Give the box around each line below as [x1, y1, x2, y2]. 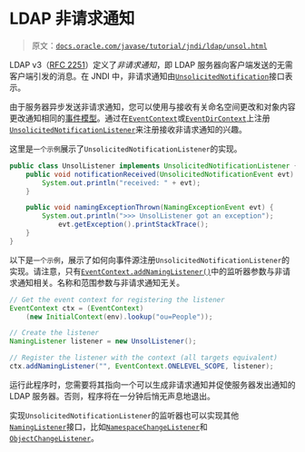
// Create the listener [9, 329, 100, 338]
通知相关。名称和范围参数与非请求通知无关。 [16, 277, 184, 288]
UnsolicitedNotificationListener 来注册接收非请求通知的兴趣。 [9, 123, 247, 134]
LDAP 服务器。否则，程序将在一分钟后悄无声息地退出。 [9, 390, 216, 401]
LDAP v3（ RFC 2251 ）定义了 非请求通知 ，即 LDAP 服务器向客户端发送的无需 [9, 59, 293, 70]
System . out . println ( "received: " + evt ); [42, 178, 202, 187]
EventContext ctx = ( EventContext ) [9, 303, 144, 313]
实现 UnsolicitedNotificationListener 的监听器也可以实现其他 [9, 409, 239, 420]
